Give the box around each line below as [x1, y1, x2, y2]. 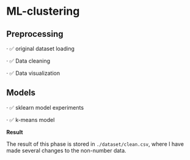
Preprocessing [6, 29, 64, 39]
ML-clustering [6, 4, 80, 18]
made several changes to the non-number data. [6, 147, 126, 154]
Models [6, 88, 35, 98]
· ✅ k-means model [6, 116, 55, 123]
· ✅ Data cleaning [6, 57, 51, 64]
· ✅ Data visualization [6, 69, 60, 77]
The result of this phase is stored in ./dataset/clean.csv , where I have [6, 140, 185, 148]
